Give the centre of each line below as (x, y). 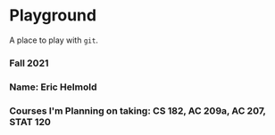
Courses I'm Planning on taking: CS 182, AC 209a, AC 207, (137, 110)
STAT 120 (30, 122)
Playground (53, 16)
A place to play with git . (54, 40)
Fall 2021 (29, 63)
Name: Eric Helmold (53, 87)
